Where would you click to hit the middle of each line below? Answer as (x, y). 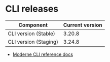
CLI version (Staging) (33, 42)
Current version (83, 25)
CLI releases (32, 9)
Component (33, 25)
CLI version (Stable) (32, 34)
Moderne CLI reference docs (43, 54)
